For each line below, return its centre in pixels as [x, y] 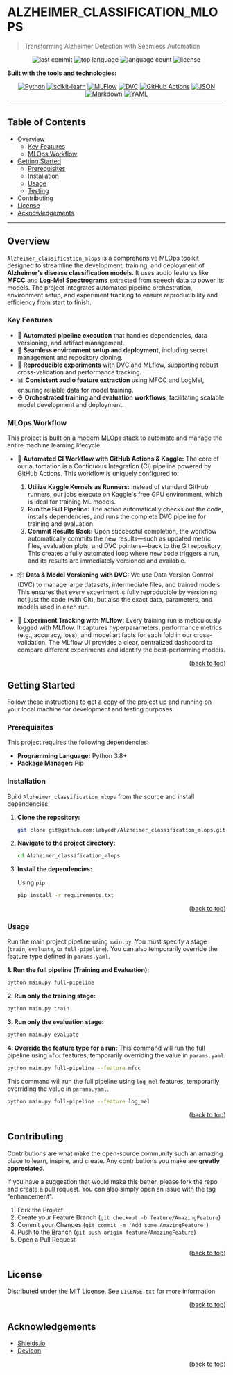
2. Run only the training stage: [51, 996]
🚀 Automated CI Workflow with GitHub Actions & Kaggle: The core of [118, 459]
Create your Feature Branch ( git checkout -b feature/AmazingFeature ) [119, 1217]
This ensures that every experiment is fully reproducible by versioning [117, 592]
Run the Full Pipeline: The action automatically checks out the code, [126, 509]
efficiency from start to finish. [50, 302]
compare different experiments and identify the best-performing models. [121, 650]
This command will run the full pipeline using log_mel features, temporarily [113, 1081]
